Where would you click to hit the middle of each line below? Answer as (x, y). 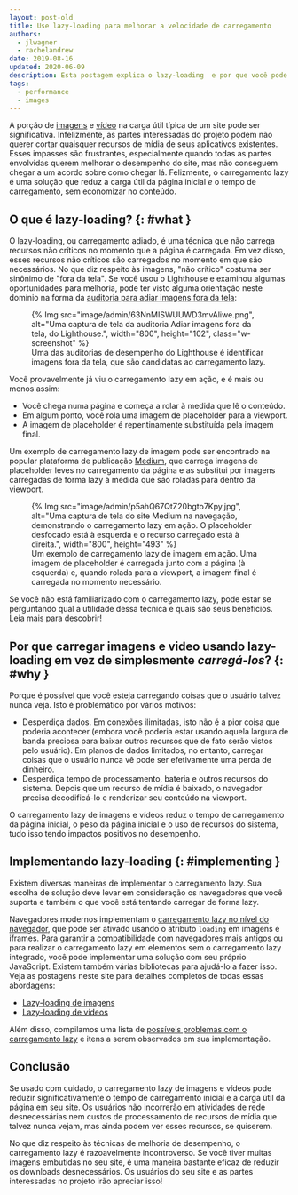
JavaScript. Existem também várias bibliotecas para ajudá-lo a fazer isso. (143, 966)
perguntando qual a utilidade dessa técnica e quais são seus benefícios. (141, 609)
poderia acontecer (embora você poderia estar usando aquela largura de (155, 731)
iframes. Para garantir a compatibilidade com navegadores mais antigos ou (146, 938)
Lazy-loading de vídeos (65, 1012)
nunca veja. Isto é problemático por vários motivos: (103, 705)
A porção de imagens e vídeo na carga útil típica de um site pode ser (135, 125)
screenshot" (54, 343)
